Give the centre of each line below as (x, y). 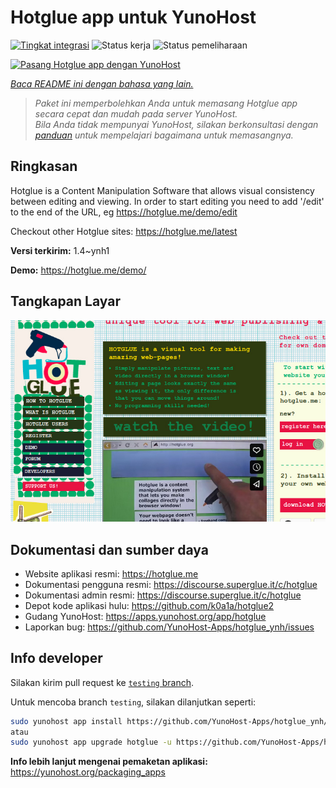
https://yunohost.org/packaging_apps (88, 772)
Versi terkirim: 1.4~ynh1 (60, 250)
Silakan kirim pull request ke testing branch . (102, 682)
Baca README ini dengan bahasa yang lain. (102, 83)
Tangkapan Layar (65, 301)
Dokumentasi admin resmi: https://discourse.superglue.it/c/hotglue (163, 595)
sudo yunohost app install (66, 721)
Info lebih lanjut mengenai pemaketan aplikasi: (109, 762)
